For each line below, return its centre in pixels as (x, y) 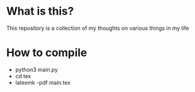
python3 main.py (36, 69)
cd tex (23, 76)
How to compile (47, 53)
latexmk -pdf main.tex (43, 82)
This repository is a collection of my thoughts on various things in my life (98, 28)
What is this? (40, 11)
